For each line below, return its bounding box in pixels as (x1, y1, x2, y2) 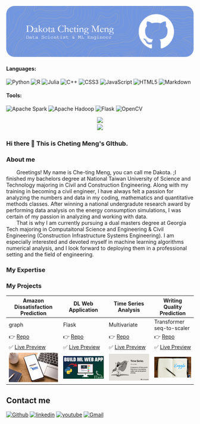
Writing (163, 297, 183, 304)
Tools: (6, 92, 22, 99)
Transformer (154, 318, 185, 325)
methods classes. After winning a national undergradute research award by (6, 200, 190, 208)
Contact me (6, 395, 51, 406)
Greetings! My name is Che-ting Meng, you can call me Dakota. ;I (16, 168, 177, 175)
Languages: (6, 65, 37, 72)
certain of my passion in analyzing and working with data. (6, 213, 148, 220)
